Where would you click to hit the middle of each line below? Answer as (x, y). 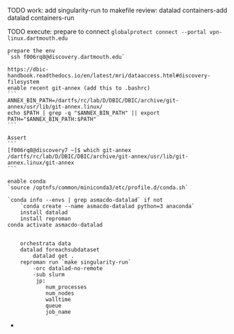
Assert (17, 138)
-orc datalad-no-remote (68, 269)
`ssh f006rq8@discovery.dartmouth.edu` (66, 57)
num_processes (66, 287)
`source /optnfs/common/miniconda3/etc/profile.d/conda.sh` (98, 188)
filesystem (23, 82)
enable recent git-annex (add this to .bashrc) (79, 88)
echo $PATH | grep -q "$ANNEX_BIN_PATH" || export (84, 113)
